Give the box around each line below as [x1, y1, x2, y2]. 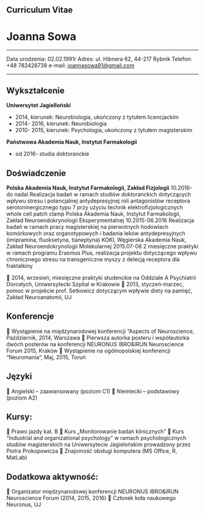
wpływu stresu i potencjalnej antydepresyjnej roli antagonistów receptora [6, 197, 190, 204]
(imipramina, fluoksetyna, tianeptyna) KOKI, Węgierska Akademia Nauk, [6, 236, 187, 244]
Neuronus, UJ [6, 501, 41, 508]
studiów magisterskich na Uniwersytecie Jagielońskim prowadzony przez [6, 441, 191, 449]
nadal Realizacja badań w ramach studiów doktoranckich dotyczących [14, 190, 191, 198]
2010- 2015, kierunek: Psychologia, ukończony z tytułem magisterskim [15, 127, 193, 134]
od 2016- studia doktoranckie [15, 150, 90, 158]
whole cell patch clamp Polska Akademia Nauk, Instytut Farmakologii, [6, 210, 181, 217]
